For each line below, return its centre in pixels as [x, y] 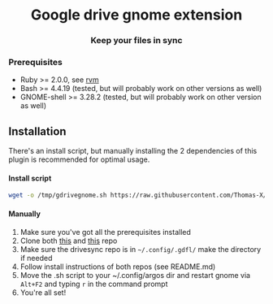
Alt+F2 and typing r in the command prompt [94, 284]
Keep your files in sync [136, 41]
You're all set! [43, 292]
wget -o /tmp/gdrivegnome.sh [58, 195]
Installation [37, 131]
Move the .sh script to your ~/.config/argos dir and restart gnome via [135, 275]
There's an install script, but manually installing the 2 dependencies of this [133, 151]
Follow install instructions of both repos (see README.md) [118, 267]
